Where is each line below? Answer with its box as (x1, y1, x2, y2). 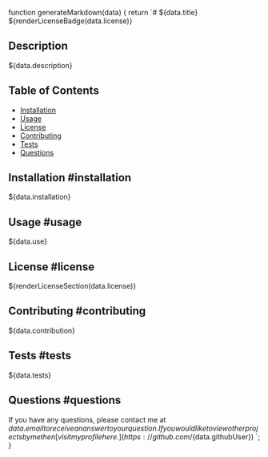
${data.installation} (8, 192, 71, 202)
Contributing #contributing (8, 305, 146, 318)
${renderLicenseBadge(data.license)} (8, 16, 133, 26)
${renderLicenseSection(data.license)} (8, 281, 137, 291)
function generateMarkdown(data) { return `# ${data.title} (8, 8, 198, 17)
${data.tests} (8, 370, 52, 380)
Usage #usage (8, 215, 82, 228)
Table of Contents (8, 84, 100, 98)
